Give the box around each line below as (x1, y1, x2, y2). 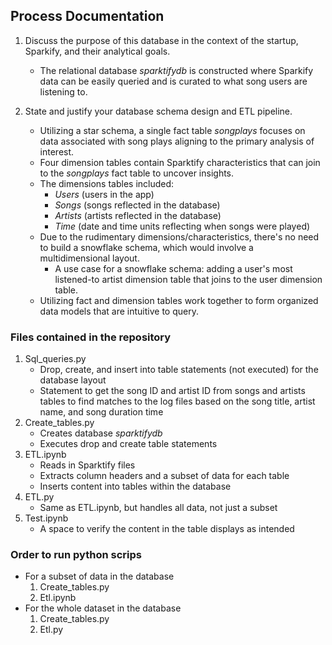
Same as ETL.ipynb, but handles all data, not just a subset (39, 502, 278, 514)
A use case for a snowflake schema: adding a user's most (54, 262, 293, 274)
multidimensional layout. (39, 252, 140, 264)
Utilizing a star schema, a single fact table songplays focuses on (39, 124, 306, 136)
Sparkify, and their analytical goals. (24, 45, 171, 57)
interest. (39, 145, 75, 158)
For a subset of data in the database (24, 570, 175, 583)
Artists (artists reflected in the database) (54, 209, 222, 221)
